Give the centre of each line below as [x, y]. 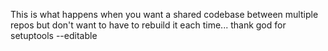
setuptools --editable [54, 35]
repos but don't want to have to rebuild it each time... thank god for [148, 25]
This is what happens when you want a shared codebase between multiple [164, 14]
